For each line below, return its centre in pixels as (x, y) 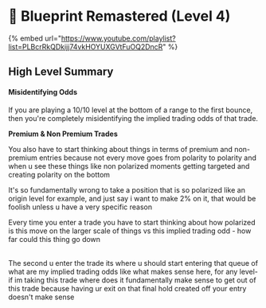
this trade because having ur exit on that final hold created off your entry (127, 288)
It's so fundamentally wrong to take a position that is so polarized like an (127, 189)
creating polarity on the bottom (59, 174)
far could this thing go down (55, 239)
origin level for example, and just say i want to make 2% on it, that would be (132, 198)
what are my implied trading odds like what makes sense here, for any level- (133, 271)
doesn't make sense (41, 297)
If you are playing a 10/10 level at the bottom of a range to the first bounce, (131, 110)
